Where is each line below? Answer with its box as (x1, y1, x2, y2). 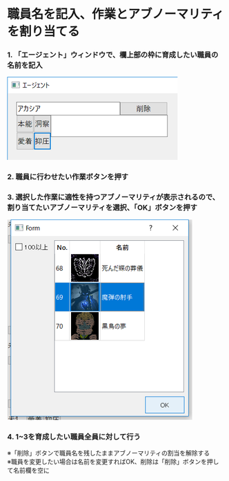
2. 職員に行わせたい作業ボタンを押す (7, 172, 129, 182)
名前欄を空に (12, 466, 50, 474)
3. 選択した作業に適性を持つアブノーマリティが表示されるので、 (7, 192, 219, 202)
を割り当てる (7, 24, 81, 39)
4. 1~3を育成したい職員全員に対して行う (7, 432, 141, 442)
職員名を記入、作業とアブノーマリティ (7, 6, 224, 22)
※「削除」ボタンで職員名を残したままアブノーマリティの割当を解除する (7, 449, 210, 457)
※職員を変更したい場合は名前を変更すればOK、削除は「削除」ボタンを (7, 457, 208, 466)
